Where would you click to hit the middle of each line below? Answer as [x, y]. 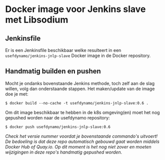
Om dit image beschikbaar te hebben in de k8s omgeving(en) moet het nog [82, 112]
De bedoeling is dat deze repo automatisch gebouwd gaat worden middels [82, 141]
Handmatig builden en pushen [53, 71]
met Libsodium [37, 20]
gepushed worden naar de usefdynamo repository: [57, 117]
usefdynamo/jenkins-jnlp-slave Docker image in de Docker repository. [78, 55]
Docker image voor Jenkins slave [75, 9]
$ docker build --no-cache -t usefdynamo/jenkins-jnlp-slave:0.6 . [77, 103]
